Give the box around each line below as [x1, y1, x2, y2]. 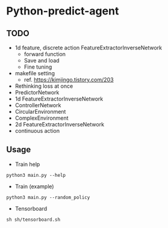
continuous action [14, 128, 60, 134]
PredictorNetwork [14, 89, 60, 96]
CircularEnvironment [14, 108, 66, 115]
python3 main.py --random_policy [6, 194, 90, 200]
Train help [14, 161, 40, 168]
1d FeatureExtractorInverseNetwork [14, 95, 104, 102]
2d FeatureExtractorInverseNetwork [14, 121, 104, 128]
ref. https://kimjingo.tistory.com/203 [23, 76, 114, 83]
